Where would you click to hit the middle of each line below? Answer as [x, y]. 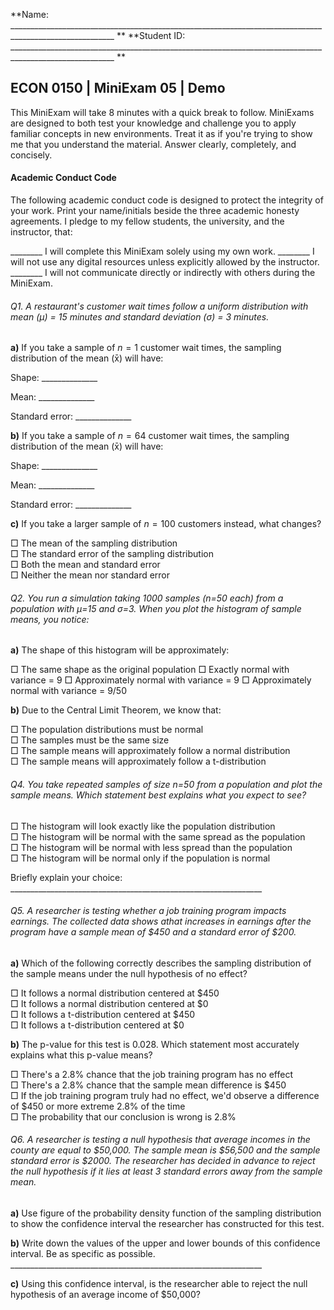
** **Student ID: [151, 35]
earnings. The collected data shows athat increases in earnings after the [161, 921]
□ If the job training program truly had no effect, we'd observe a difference [165, 1095]
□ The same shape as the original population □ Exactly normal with [150, 670]
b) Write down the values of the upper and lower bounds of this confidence [165, 1243]
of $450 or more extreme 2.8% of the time [98, 1106]
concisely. [31, 155]
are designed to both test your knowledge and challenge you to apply [153, 123]
